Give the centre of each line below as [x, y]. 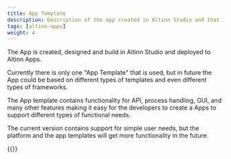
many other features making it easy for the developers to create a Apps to [112, 108]
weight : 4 [21, 33]
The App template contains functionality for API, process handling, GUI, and [114, 101]
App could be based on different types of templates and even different [107, 80]
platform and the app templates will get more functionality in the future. [108, 136]
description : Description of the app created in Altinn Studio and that [113, 20]
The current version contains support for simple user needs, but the [103, 128]
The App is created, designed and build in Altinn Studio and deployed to [109, 52]
